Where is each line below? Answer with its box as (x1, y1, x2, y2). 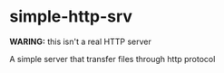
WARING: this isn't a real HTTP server (9, 36, 151, 47)
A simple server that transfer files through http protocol (9, 53, 216, 64)
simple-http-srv (9, 6, 133, 27)
